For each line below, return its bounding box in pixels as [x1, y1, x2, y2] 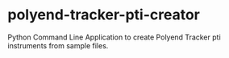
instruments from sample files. [7, 40, 109, 50]
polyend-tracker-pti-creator [7, 6, 201, 24]
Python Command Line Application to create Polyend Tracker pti [7, 32, 221, 42]
